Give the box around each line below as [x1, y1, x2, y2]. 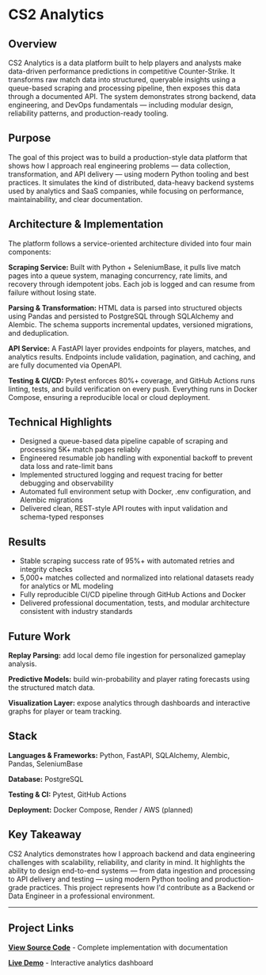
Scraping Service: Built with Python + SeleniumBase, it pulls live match [8, 262, 241, 272]
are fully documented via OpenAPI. [8, 360, 123, 370]
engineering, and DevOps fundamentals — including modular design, [8, 101, 234, 109]
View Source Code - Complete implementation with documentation [8, 943, 228, 952]
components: [8, 247, 51, 257]
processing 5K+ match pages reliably [19, 445, 141, 455]
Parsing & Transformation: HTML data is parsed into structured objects [8, 303, 243, 312]
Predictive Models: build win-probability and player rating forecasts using [8, 675, 250, 684]
